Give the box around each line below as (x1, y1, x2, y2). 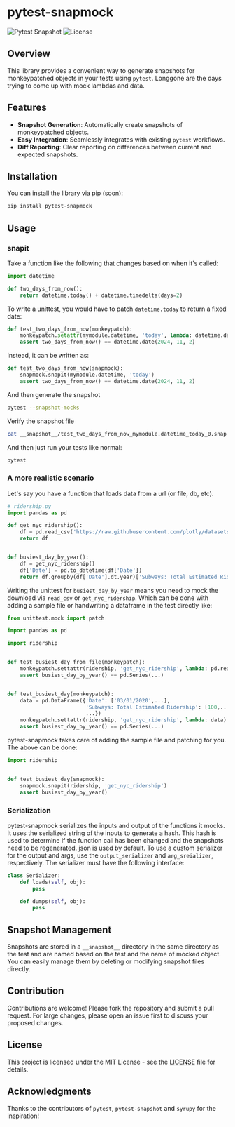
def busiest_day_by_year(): (7, 554, 90, 561)
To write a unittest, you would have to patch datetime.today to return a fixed (7, 305, 227, 313)
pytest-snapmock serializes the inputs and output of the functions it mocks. (7, 821, 225, 829)
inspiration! (7, 1112, 40, 1120)
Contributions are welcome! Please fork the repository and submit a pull (7, 1003, 215, 1012)
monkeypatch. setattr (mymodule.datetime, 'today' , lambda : (20, 332, 192, 339)
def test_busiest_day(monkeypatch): (7, 691, 114, 698)
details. (7, 1065, 29, 1074)
